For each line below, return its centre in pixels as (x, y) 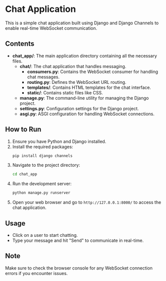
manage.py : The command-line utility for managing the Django (84, 98)
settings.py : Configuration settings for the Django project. (79, 108)
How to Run (23, 129)
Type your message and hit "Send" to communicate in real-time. (78, 240)
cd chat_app (25, 174)
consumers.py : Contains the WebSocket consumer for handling (93, 71)
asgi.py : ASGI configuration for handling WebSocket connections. (87, 114)
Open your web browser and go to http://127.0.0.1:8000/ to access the (87, 203)
